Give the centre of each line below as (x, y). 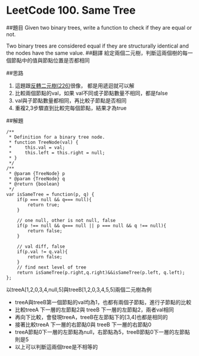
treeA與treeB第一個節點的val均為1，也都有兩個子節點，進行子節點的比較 (103, 302)
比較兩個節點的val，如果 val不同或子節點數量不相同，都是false (91, 93)
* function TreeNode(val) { (43, 142)
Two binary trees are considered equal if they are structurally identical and (98, 46)
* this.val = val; (37, 147)
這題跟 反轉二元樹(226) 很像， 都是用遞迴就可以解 (74, 85)
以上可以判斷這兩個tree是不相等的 (56, 346)
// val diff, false (41, 246)
